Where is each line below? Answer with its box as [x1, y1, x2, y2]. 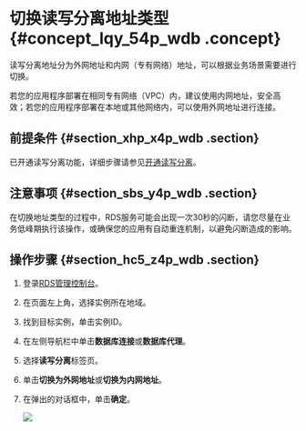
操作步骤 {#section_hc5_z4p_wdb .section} [9, 252, 260, 267]
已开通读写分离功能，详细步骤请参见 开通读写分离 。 [9, 156, 201, 167]
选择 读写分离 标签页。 [22, 356, 103, 366]
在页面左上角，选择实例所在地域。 [22, 297, 151, 308]
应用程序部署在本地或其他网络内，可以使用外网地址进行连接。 [48, 101, 280, 112]
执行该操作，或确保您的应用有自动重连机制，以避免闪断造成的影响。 [40, 223, 297, 234]
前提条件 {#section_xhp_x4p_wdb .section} [9, 131, 260, 146]
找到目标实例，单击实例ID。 [22, 316, 127, 327]
